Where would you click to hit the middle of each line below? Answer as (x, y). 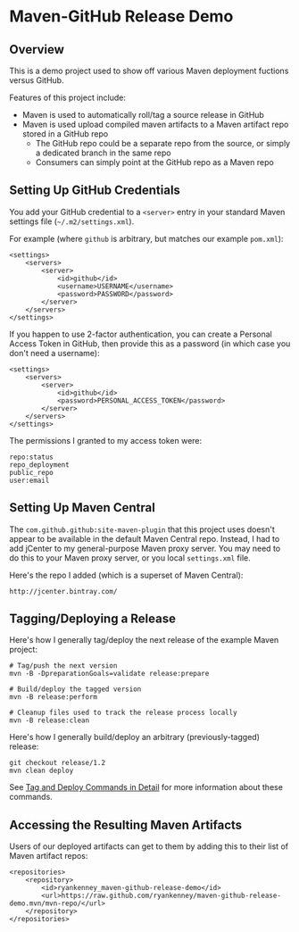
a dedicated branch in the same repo (103, 153)
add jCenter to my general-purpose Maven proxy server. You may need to (145, 548)
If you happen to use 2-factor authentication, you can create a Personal (141, 334)
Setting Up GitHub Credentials (95, 191)
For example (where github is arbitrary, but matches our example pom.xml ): (146, 238)
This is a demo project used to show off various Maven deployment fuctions (149, 71)
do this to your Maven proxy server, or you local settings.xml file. (130, 558)
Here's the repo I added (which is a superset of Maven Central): (126, 575)
